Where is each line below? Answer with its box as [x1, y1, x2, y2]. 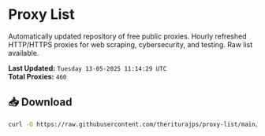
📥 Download [8, 96, 73, 109]
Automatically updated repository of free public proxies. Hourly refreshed [8, 31, 247, 41]
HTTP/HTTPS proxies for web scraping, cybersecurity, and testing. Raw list [8, 39, 253, 49]
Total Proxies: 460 [8, 72, 67, 81]
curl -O [8, 120, 34, 128]
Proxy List [8, 6, 75, 24]
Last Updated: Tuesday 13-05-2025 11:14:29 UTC [8, 63, 167, 72]
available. [8, 48, 39, 57]
